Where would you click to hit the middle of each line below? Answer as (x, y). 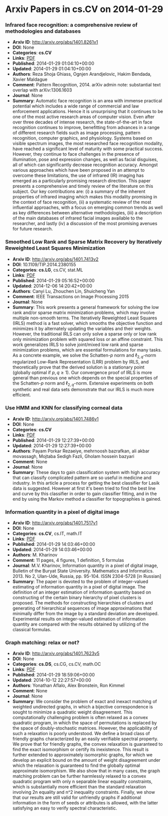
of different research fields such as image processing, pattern (76, 133)
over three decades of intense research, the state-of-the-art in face (82, 122)
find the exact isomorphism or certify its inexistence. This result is (80, 750)
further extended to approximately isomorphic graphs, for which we (82, 755)
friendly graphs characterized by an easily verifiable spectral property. (85, 739)
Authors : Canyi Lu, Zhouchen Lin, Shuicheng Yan (64, 291)
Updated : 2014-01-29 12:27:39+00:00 (52, 445)
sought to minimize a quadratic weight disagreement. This (72, 712)
